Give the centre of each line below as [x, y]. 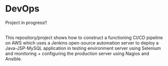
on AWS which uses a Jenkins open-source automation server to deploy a [82, 42]
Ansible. [14, 58]
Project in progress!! [26, 22]
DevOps [22, 9]
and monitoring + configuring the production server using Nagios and [77, 53]
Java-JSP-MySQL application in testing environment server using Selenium [83, 48]
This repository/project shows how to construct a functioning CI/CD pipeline [84, 37]
